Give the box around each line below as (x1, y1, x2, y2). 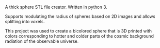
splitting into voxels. (5, 19, 45, 24)
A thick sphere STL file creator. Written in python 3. (5, 4, 108, 10)
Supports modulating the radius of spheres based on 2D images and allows (5, 14, 156, 19)
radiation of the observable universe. (5, 38, 79, 44)
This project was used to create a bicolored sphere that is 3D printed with (5, 28, 152, 33)
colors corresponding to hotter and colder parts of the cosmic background (5, 33, 154, 39)
